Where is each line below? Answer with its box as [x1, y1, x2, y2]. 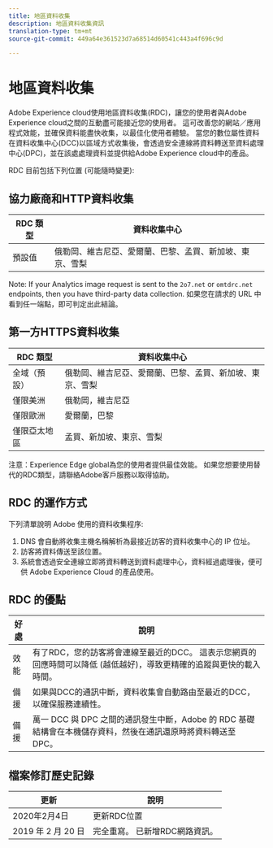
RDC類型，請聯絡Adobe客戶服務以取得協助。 [22, 469, 174, 480]
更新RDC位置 [93, 811, 143, 822]
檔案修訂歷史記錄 [8, 768, 94, 782]
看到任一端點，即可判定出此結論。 [8, 299, 123, 309]
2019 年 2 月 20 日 [12, 826, 85, 837]
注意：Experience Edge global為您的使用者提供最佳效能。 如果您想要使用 [8, 459, 254, 469]
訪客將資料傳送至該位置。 [19, 546, 106, 556]
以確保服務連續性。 [32, 698, 106, 710]
